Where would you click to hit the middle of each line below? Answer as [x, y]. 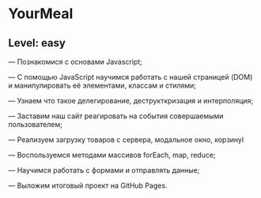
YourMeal [41, 14]
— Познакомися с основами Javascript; [75, 62]
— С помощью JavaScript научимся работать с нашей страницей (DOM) [130, 77]
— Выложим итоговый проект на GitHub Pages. [88, 185]
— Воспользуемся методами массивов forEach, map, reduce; [112, 155]
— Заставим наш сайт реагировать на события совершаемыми [116, 116]
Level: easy [37, 43]
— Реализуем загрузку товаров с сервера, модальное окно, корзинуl [126, 140]
